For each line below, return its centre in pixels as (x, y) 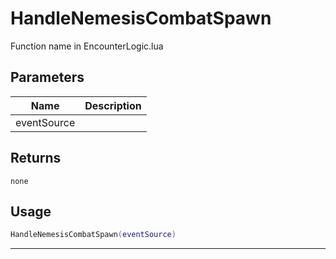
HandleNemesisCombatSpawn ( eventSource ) (93, 235)
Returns (36, 158)
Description (113, 105)
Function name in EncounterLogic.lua (87, 46)
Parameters (47, 77)
